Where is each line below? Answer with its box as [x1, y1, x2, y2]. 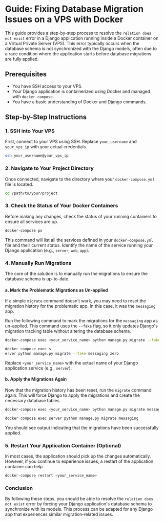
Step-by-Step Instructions [5, 113, 87, 121]
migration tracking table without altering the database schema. [5, 328, 131, 334]
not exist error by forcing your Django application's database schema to [5, 501, 152, 507]
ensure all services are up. [5, 219, 59, 225]
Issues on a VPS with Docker [5, 14, 123, 25]
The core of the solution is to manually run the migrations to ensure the [5, 271, 148, 276]
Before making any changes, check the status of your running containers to [5, 213, 157, 219]
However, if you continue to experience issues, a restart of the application [5, 458, 154, 464]
